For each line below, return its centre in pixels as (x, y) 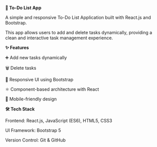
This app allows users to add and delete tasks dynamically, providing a (79, 32)
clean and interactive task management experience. (59, 38)
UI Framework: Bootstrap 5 (33, 130)
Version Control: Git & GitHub (36, 140)
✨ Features (17, 47)
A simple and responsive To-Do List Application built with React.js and (78, 17)
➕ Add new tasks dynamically (36, 57)
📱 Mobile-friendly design (31, 99)
